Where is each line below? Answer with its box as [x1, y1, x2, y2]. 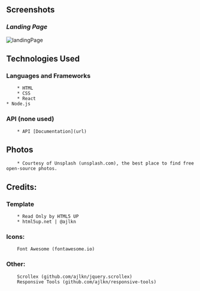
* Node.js [6, 101, 31, 107]
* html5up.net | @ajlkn [17, 219, 77, 225]
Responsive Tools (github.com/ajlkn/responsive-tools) [17, 278, 157, 285]
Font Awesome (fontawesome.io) [17, 246, 95, 252]
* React [17, 96, 36, 102]
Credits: [6, 182, 37, 192]
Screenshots [6, 5, 55, 15]
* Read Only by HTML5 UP [17, 214, 79, 220]
